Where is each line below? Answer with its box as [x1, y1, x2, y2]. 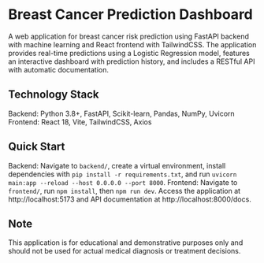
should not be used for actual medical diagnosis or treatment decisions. [8, 246, 241, 256]
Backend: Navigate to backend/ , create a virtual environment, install [8, 161, 226, 170]
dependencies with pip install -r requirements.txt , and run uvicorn [8, 169, 237, 179]
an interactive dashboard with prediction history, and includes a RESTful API [8, 57, 255, 66]
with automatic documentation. [8, 65, 109, 74]
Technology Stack [8, 88, 99, 102]
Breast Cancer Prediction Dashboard [8, 6, 254, 24]
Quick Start [8, 140, 65, 154]
